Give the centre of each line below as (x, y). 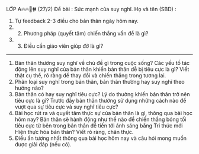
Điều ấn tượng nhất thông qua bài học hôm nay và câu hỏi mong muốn (101, 138)
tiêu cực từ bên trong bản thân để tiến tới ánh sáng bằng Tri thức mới (99, 126)
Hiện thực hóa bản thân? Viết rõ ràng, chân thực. (74, 132)
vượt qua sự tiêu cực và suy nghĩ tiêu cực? (66, 107)
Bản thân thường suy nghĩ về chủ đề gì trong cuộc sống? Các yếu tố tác (102, 63)
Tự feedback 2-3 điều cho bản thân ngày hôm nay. (77, 21)
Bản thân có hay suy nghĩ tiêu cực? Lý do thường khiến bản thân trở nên (102, 94)
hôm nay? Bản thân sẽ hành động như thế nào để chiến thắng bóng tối (100, 119)
